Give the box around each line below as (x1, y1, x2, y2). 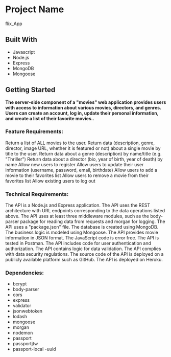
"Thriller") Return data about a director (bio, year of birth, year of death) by (5, 156, 163, 162)
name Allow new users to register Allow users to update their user (5, 161, 144, 167)
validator (12, 303, 32, 309)
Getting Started (5, 85, 56, 94)
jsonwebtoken (12, 308, 42, 314)
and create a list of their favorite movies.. (5, 115, 94, 121)
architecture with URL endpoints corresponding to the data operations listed (5, 208, 165, 214)
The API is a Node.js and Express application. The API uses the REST (5, 202, 151, 208)
